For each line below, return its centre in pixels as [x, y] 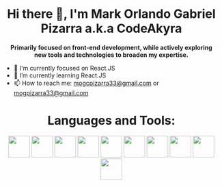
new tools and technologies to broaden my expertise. [111, 55]
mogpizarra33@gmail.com [51, 92]
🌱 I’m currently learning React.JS [60, 75]
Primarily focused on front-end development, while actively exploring [111, 47]
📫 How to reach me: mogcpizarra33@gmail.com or [86, 83]
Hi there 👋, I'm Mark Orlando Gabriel [111, 14]
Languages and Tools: [111, 121]
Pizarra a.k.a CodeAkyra [111, 28]
